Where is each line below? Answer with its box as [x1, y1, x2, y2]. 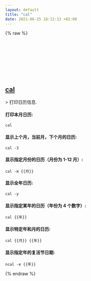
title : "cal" [5, 12, 32, 17]
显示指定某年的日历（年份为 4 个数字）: [5, 203, 86, 209]
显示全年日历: [5, 180, 33, 186]
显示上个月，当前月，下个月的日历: [5, 134, 77, 140]
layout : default [5, 7, 39, 12]
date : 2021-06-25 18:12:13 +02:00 [5, 16, 77, 21]
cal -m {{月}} [5, 169, 34, 174]
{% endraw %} [5, 271, 36, 277]
